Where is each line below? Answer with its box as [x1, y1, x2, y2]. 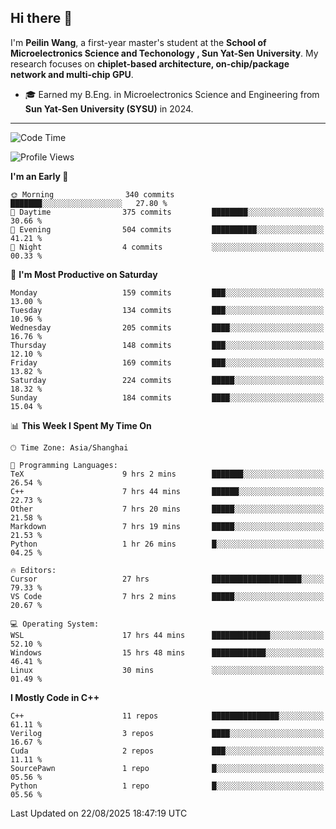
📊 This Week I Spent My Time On [10, 419, 152, 431]
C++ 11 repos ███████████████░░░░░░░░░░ [10, 711, 325, 721]
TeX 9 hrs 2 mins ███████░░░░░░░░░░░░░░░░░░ [10, 469, 325, 479]
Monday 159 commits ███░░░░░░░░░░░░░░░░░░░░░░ [10, 287, 325, 298]
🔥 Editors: [10, 565, 57, 575]
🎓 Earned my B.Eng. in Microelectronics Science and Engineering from [24, 88, 320, 100]
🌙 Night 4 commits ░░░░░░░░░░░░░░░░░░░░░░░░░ [10, 242, 325, 252]
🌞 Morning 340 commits [10, 189, 175, 200]
